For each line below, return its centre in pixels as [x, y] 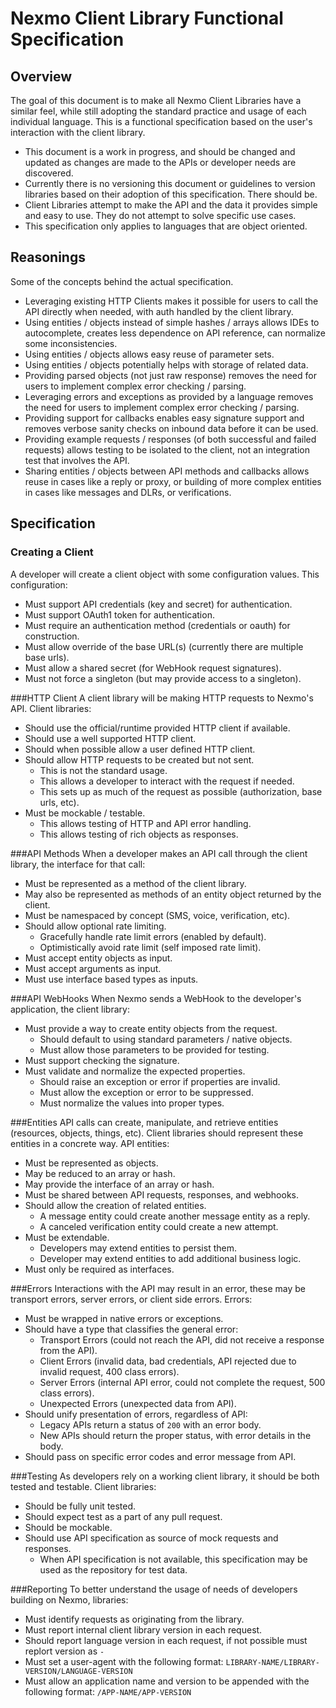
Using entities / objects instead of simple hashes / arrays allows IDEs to [172, 322]
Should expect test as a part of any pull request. [123, 1516]
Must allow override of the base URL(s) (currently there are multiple [164, 646]
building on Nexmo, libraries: [69, 1599]
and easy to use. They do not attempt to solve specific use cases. [160, 215]
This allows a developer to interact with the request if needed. [167, 781]
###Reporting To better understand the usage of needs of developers [154, 1589]
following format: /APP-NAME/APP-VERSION [108, 1691]
